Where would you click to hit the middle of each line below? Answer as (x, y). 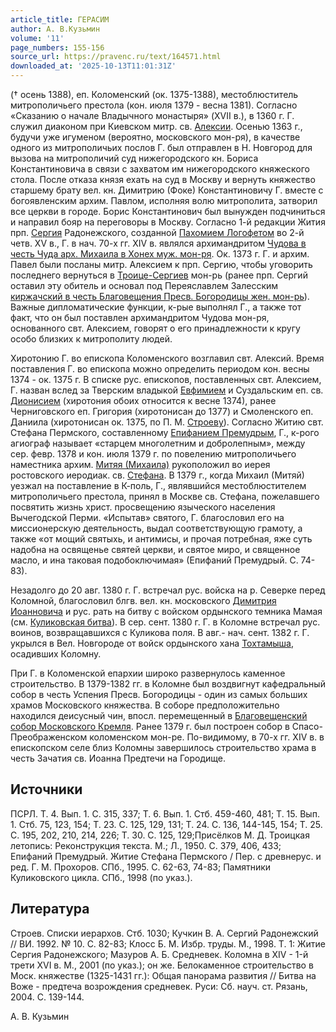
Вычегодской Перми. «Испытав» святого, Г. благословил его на (147, 517)
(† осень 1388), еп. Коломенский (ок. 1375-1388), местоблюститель (154, 94)
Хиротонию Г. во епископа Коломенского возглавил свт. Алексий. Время (167, 358)
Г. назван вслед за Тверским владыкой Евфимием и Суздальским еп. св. (167, 390)
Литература (50, 909)
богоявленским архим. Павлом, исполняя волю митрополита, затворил (164, 200)
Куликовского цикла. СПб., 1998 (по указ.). (101, 877)
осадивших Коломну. (56, 654)
